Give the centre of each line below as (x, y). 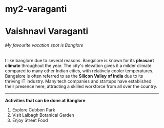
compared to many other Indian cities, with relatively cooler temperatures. (79, 71)
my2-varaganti (36, 9)
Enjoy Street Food (30, 120)
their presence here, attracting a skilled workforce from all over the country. (81, 86)
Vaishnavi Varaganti (47, 32)
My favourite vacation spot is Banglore (44, 45)
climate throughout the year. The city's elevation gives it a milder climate (78, 65)
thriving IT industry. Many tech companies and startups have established (78, 81)
